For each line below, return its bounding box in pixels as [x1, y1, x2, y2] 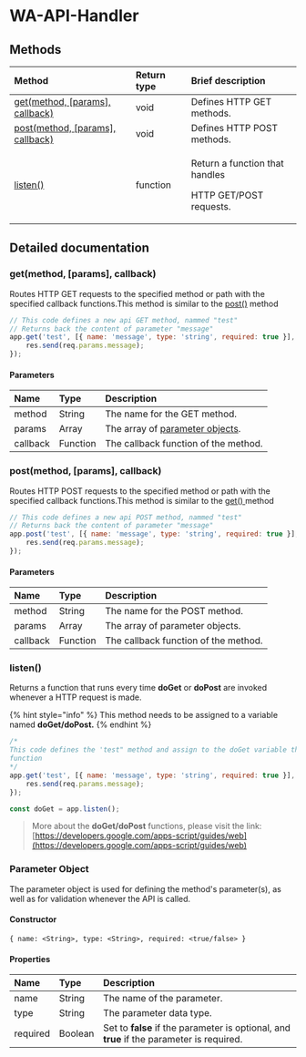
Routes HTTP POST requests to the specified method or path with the [9, 485, 270, 497]
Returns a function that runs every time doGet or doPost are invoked [9, 682, 268, 693]
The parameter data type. [103, 1007, 212, 1020]
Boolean [58, 1027, 95, 1040]
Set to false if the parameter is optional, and [103, 1021, 291, 1034]
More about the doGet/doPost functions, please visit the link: [31, 821, 262, 832]
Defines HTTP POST [190, 122, 279, 134]
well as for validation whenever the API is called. [9, 893, 191, 904]
